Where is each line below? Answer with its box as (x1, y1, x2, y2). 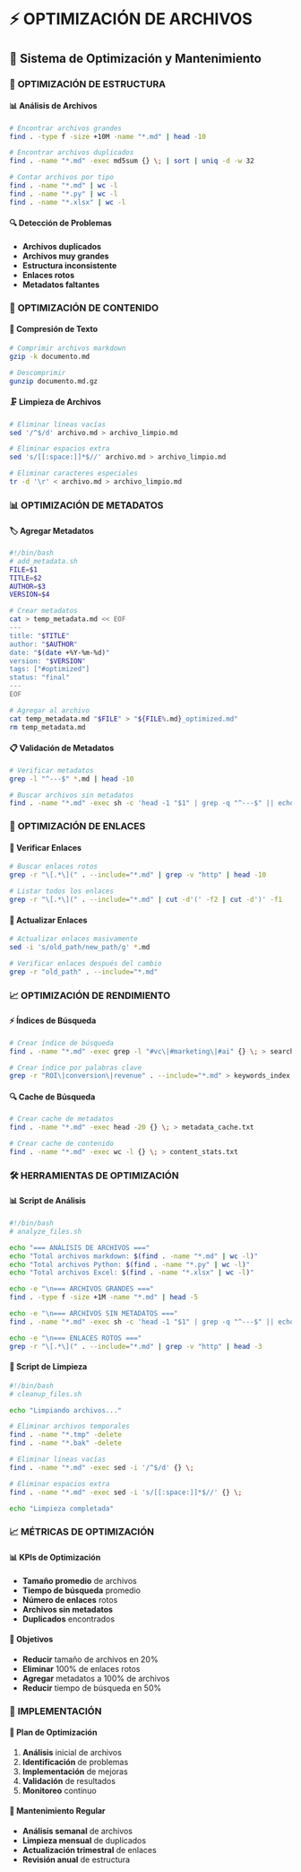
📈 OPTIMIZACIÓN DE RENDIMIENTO (9, 989, 171, 1002)
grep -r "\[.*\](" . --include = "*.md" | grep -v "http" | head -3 (9, 1342, 262, 1351)
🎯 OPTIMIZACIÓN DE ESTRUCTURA (9, 77, 166, 90)
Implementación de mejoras (21, 1766, 128, 1777)
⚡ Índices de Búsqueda (9, 1015, 97, 1026)
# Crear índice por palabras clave (9, 1063, 142, 1072)
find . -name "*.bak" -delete (9, 1439, 123, 1448)
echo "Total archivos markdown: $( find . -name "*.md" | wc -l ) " (9, 1251, 259, 1261)
